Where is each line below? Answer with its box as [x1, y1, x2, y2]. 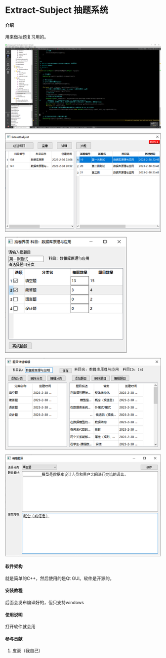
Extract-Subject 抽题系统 [5, 4, 109, 16]
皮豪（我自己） [12, 648, 43, 654]
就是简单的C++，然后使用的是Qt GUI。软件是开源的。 [5, 575, 115, 581]
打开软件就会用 [5, 623, 36, 630]
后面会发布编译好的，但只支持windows [5, 599, 84, 605]
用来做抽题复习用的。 [5, 34, 48, 40]
